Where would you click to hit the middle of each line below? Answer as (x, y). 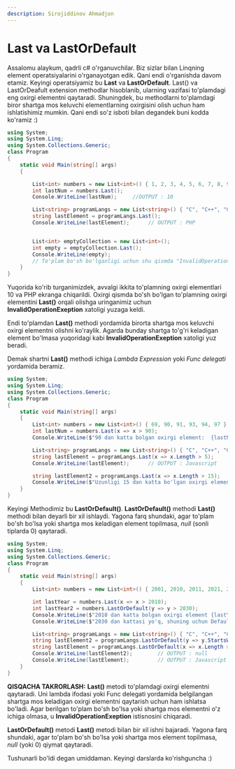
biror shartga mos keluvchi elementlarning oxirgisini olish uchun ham (106, 105)
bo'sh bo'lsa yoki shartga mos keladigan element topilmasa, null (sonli (108, 524)
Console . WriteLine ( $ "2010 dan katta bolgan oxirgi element (120, 615)
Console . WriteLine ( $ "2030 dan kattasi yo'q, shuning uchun (120, 621)
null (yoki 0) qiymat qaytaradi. (50, 745)
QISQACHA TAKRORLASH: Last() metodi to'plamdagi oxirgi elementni (108, 687)
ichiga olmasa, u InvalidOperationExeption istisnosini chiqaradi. (100, 716)
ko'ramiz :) (23, 120)
